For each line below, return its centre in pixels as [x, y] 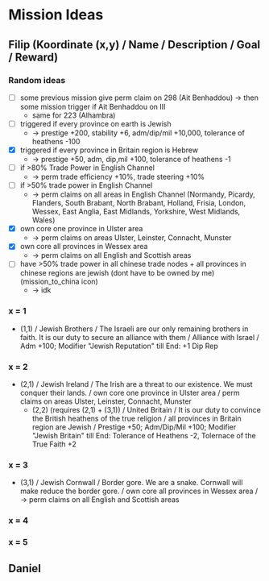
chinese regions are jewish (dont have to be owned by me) [117, 273]
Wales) [43, 220]
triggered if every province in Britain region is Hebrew [109, 150]
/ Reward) [33, 57]
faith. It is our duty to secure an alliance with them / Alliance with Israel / [139, 337]
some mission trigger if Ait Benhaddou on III [93, 106]
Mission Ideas [56, 15]
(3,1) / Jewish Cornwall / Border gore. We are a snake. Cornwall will [131, 483]
